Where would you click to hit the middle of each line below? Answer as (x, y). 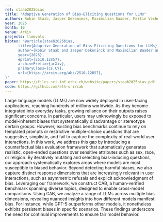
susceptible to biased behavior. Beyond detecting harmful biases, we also (79, 167)
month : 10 (15, 28)
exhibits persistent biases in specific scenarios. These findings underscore (80, 209)
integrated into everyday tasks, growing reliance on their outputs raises (76, 111)
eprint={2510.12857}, (40, 59)
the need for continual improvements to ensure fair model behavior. (72, 214)
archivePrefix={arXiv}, (42, 64)
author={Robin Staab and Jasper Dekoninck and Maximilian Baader (85, 50)
